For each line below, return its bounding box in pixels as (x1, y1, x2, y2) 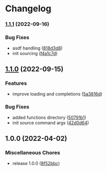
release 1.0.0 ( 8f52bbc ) (12, 161, 60, 167)
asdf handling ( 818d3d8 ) (12, 45, 63, 51)
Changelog (5, 3, 52, 14)
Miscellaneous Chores (5, 149, 60, 156)
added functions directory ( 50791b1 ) (12, 114, 87, 120)
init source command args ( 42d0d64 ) (12, 120, 89, 126)
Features (5, 80, 27, 87)
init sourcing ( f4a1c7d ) (12, 51, 58, 57)
